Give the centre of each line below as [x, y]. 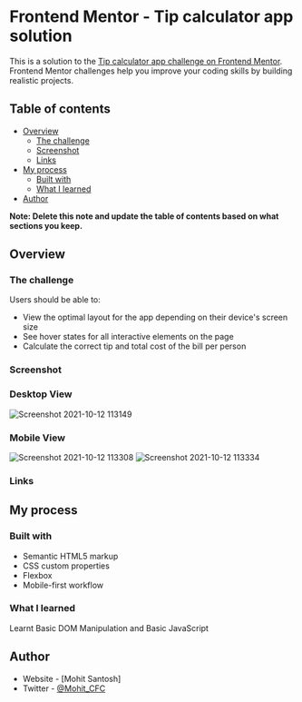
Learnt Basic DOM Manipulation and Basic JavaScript [109, 628]
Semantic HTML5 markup [70, 556]
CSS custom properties [66, 566]
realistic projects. [42, 80]
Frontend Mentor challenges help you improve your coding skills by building [151, 71]
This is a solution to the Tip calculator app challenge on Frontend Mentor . [146, 61]
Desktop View [41, 394]
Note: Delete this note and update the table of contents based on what [144, 216]
